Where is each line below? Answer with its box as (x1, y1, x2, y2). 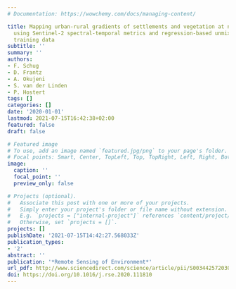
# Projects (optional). (7, 192, 77, 199)
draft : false (7, 128, 46, 135)
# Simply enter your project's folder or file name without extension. (7, 206, 228, 213)
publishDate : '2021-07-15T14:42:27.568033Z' (7, 232, 140, 239)
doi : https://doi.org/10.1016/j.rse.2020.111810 (7, 271, 152, 278)
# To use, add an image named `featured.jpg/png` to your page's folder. (7, 147, 228, 154)
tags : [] (7, 95, 33, 102)
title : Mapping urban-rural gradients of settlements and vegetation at (7, 23, 225, 30)
